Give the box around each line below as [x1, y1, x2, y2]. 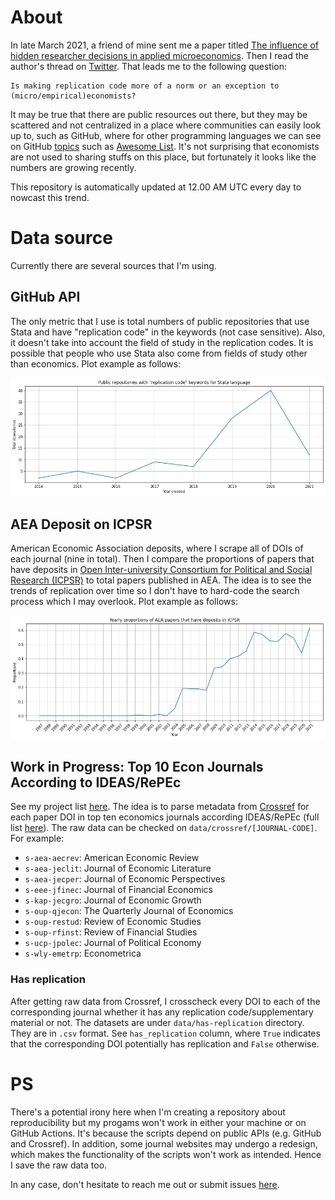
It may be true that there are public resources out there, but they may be [10, 108, 308, 120]
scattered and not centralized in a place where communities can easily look [10, 119, 322, 131]
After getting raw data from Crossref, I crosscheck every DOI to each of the [10, 995, 321, 1007]
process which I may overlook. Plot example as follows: [10, 596, 238, 608]
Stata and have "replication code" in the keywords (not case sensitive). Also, [10, 326, 326, 338]
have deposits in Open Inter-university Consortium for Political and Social [10, 564, 313, 576]
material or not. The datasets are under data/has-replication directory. [10, 1016, 305, 1028]
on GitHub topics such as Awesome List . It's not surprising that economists [10, 140, 320, 152]
